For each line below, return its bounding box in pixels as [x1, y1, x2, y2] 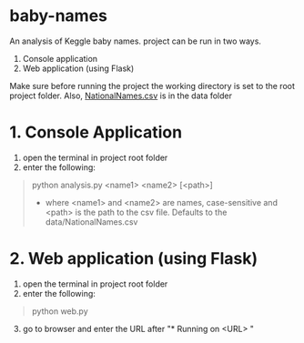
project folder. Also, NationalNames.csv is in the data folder [9, 90, 233, 101]
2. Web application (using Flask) [9, 248, 258, 269]
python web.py [31, 306, 88, 317]
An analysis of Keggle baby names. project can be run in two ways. [9, 35, 262, 46]
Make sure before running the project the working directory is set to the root [9, 80, 296, 91]
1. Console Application [9, 122, 183, 143]
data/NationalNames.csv [45, 216, 138, 227]
